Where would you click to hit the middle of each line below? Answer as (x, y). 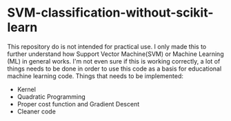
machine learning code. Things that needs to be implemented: (96, 76)
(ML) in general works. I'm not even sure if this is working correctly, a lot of (114, 61)
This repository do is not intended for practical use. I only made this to (107, 46)
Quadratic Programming (51, 96)
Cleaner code (37, 111)
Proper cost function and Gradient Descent (78, 104)
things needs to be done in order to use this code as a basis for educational (114, 68)
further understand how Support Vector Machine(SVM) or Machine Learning (115, 54)
